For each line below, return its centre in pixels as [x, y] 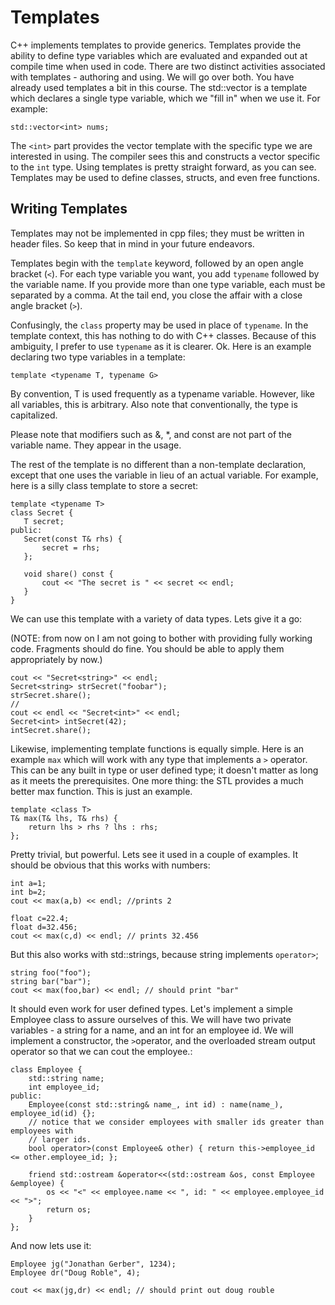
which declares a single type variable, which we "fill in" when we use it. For [165, 98]
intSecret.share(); [51, 730]
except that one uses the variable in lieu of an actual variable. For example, [164, 475]
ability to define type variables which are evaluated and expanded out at [159, 55]
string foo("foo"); [51, 972]
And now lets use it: [51, 1245]
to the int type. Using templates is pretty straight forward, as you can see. [163, 167]
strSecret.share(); [51, 695]
